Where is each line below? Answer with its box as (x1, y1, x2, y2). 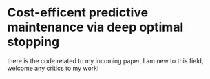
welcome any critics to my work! (7, 64, 99, 72)
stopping (7, 34, 60, 49)
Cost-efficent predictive (7, 5, 149, 21)
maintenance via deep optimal (7, 19, 184, 35)
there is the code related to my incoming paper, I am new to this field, (7, 56, 204, 65)
